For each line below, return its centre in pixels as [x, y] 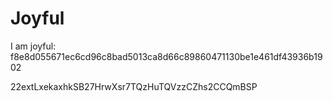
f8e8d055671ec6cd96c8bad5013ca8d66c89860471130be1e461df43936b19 [166, 56]
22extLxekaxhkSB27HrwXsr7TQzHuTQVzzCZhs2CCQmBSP [134, 86]
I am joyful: [33, 46]
